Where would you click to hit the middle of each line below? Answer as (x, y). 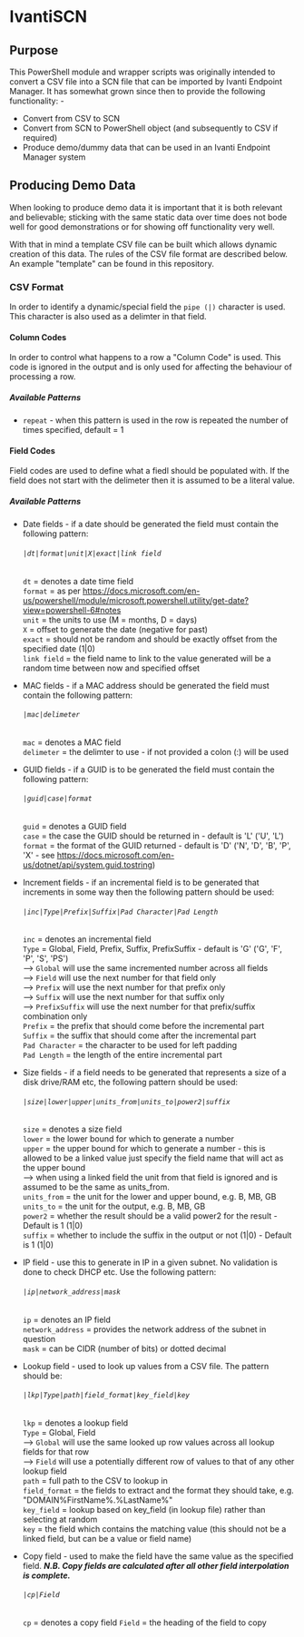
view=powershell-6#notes (72, 610)
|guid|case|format (57, 799)
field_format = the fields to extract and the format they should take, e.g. (158, 1490)
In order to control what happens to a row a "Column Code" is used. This (145, 358)
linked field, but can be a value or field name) (107, 1538)
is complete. (46, 1575)
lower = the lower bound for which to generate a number (128, 1139)
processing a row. (43, 377)
